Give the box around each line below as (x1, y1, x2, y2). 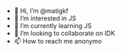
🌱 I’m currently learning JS (13, 22, 92, 30)
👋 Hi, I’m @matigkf (13, 7, 69, 15)
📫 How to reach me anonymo (13, 37, 102, 45)
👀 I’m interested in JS (13, 14, 77, 22)
